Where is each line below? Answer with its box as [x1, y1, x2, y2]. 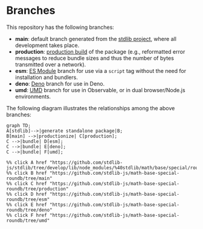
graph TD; [6, 122, 31, 128]
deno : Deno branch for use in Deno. [14, 80, 105, 87]
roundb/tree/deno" [6, 207, 53, 213]
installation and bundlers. [14, 74, 79, 81]
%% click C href [6, 180, 47, 187]
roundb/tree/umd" [6, 218, 50, 224]
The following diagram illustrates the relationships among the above [6, 104, 175, 111]
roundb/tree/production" [6, 186, 69, 192]
